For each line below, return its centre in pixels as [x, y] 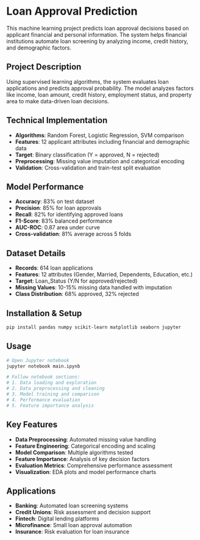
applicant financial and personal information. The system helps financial [97, 34]
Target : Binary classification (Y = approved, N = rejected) [87, 155]
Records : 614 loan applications [54, 268]
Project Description [44, 67]
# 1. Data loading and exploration [52, 383]
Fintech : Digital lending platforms [57, 519]
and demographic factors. [39, 48]
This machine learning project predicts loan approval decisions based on [98, 28]
